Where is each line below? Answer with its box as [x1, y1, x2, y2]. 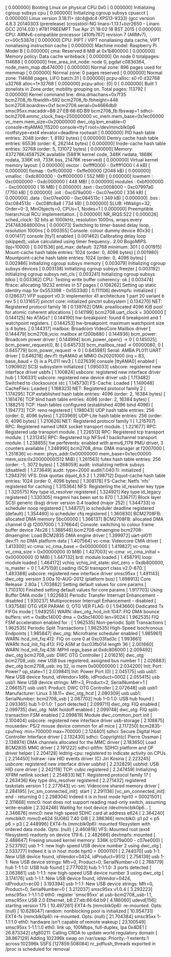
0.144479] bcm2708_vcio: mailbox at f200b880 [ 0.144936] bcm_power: [5, 331, 157, 337]
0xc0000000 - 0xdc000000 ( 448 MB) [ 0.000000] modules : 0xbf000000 [5, 179, 164, 184]
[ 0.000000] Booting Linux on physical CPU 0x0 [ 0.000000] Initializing [5, 5, 155, 10]
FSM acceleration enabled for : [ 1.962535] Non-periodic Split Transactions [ [5, 619, 166, 626]
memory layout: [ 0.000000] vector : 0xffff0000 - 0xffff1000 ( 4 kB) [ [5, 162, 151, 168]
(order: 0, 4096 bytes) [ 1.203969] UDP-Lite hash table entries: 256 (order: [5, 412, 162, 419]
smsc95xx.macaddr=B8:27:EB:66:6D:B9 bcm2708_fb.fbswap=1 [5, 108, 139, 114]
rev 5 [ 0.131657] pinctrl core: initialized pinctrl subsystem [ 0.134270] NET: [5, 298, 162, 304]
